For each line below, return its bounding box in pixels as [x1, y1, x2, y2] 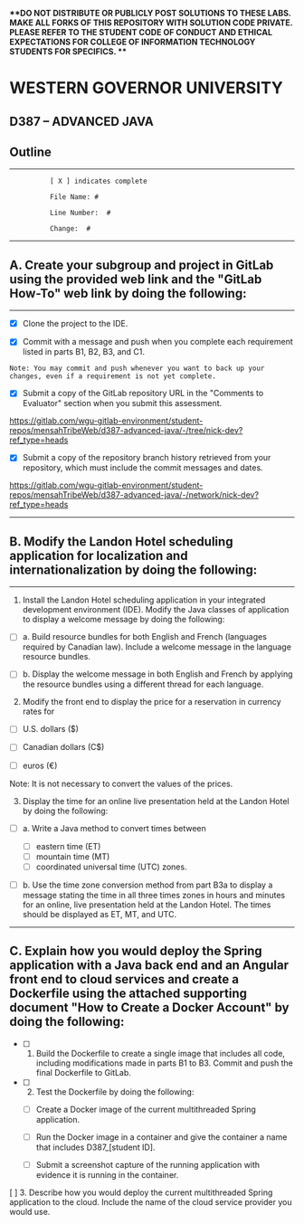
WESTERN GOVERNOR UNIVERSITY [9, 78, 283, 99]
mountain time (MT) [35, 850, 110, 862]
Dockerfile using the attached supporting [9, 986, 247, 1001]
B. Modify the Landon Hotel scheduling [9, 534, 233, 549]
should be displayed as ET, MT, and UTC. [22, 908, 177, 919]
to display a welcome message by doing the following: [22, 614, 225, 625]
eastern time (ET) [35, 840, 101, 851]
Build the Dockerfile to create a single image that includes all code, [35, 1048, 285, 1058]
